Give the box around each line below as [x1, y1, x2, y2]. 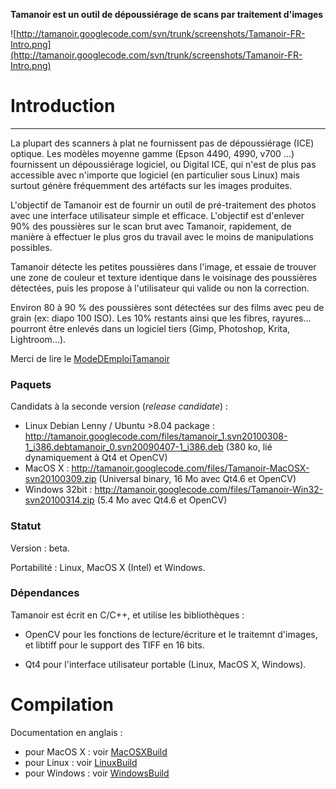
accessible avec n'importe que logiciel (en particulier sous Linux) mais [10, 169, 300, 181]
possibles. [10, 241, 53, 253]
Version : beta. [10, 542, 71, 554]
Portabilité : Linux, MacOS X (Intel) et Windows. [10, 561, 206, 573]
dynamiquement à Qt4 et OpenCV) [24, 452, 168, 464]
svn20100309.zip [24, 473, 97, 485]
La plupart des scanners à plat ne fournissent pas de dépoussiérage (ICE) [10, 137, 315, 149]
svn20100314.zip [24, 494, 95, 506]
